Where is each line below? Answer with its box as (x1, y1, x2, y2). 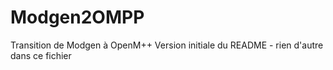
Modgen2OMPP (10, 6, 145, 29)
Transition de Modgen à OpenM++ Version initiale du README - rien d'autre (10, 39, 324, 51)
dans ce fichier (10, 49, 72, 61)
